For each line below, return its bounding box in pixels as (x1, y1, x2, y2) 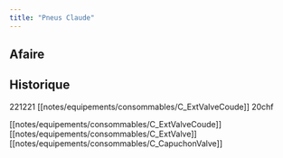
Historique (9, 78, 71, 93)
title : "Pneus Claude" (9, 13, 95, 23)
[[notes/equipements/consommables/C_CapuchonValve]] (9, 137, 223, 149)
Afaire (9, 47, 45, 62)
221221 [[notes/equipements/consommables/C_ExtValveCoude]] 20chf (9, 101, 274, 112)
